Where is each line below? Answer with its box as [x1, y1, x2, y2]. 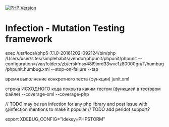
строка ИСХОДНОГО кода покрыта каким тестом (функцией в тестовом [5, 86, 161, 92]
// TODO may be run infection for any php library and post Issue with [5, 101, 148, 107]
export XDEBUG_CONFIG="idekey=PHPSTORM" [5, 116, 105, 122]
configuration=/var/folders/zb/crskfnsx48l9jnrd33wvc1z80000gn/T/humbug [5, 61, 164, 67]
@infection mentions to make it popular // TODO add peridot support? [5, 106, 150, 112]
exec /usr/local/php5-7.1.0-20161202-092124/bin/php [5, 50, 116, 56]
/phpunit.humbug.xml [5, 66, 50, 72]
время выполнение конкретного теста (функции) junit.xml [5, 76, 130, 82]
